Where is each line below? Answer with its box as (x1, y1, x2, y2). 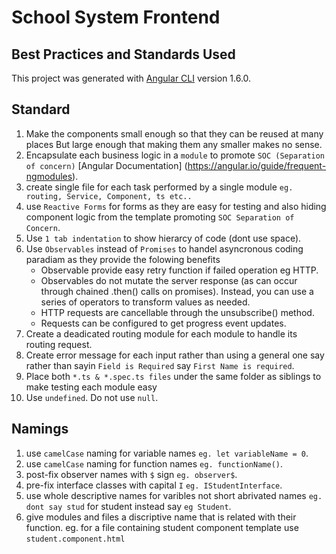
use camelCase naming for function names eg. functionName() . (25, 457, 284, 470)
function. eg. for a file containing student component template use (25, 521, 299, 533)
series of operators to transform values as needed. (40, 296, 251, 308)
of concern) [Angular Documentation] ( (25, 159, 188, 171)
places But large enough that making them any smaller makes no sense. (25, 138, 323, 150)
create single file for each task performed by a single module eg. (25, 181, 294, 193)
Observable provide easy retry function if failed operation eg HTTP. (40, 264, 319, 276)
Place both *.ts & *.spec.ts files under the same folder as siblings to (25, 370, 322, 382)
